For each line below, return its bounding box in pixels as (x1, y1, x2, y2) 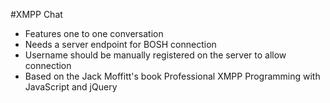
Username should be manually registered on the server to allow (24, 49, 287, 61)
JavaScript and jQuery (24, 81, 118, 93)
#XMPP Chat (10, 9, 63, 20)
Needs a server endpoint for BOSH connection (24, 39, 217, 50)
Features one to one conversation (24, 28, 164, 39)
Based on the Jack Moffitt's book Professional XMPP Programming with (24, 70, 321, 82)
